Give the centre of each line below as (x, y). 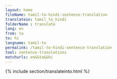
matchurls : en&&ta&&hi (29, 57)
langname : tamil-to (26, 43)
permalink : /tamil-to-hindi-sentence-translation (59, 48)
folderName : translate (30, 24)
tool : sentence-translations (36, 52)
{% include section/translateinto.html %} (48, 71)
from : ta (14, 33)
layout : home (19, 10)
